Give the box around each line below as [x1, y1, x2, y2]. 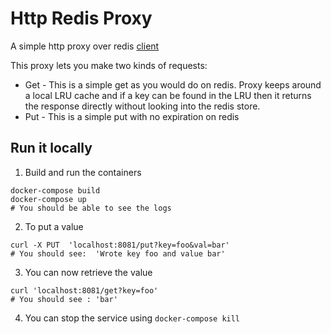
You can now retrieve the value [24, 266, 153, 278]
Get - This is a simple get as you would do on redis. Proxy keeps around [24, 78, 322, 91]
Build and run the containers [24, 166, 142, 178]
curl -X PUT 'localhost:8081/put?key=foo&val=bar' [10, 240, 230, 250]
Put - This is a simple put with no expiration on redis [24, 110, 240, 122]
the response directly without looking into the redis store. [24, 100, 261, 112]
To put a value [24, 220, 84, 232]
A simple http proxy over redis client [10, 40, 160, 52]
